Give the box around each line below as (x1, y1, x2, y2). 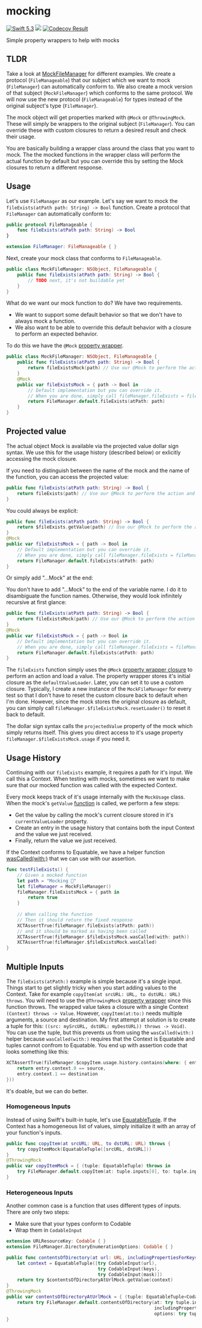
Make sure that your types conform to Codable (14, 1220, 131, 1227)
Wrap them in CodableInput (14, 1227, 82, 1234)
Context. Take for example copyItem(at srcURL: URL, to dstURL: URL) (6, 991, 181, 997)
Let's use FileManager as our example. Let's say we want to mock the (6, 197, 178, 204)
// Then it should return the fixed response (17, 917, 133, 923)
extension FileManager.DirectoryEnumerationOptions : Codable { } (6, 1244, 173, 1250)
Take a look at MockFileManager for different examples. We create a (6, 70, 176, 77)
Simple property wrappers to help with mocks (6, 36, 120, 43)
